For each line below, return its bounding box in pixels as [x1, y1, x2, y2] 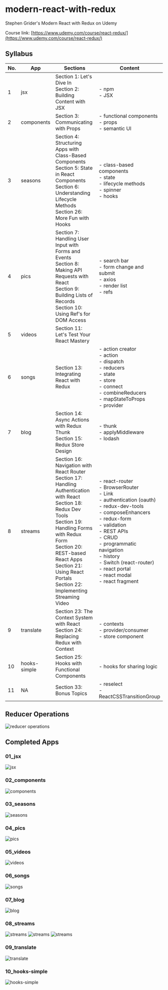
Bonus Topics [55, 690, 87, 697]
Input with [55, 241, 79, 249]
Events [55, 254, 71, 261]
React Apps [55, 556, 82, 563]
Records [55, 298, 75, 305]
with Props [55, 125, 81, 132]
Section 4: [55, 133, 79, 140]
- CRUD [98, 534, 118, 541]
